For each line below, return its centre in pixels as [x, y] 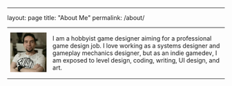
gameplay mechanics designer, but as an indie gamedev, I [135, 53]
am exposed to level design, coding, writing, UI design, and [136, 60]
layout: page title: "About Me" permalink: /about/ [76, 18]
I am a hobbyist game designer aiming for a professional [132, 38]
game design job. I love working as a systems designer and [136, 45]
